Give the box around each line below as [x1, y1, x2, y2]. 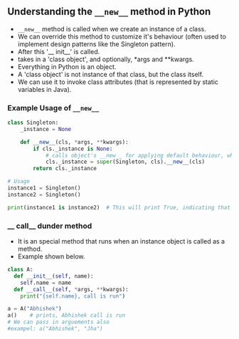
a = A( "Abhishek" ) [7, 306, 62, 313]
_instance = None [20, 125, 72, 132]
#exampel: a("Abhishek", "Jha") [7, 325, 103, 333]
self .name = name [20, 279, 72, 286]
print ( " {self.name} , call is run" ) [20, 292, 126, 300]
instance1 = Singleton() [7, 184, 81, 192]
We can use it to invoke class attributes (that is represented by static [17, 78, 219, 86]
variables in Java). [17, 85, 72, 93]
